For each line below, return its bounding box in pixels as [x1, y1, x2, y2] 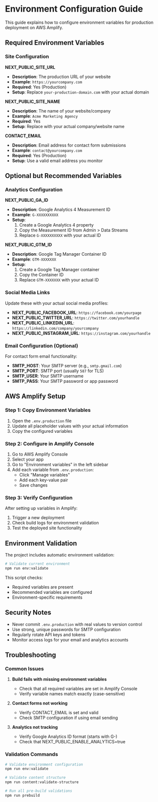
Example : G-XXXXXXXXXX [12, 212, 59, 218]
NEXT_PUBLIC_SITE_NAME [5, 98, 60, 104]
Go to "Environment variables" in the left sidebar [12, 461, 109, 467]
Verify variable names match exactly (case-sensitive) [19, 691, 125, 697]
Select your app [12, 456, 44, 462]
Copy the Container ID [19, 272, 64, 278]
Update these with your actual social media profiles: [5, 300, 109, 306]
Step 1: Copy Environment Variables [5, 407, 91, 413]
